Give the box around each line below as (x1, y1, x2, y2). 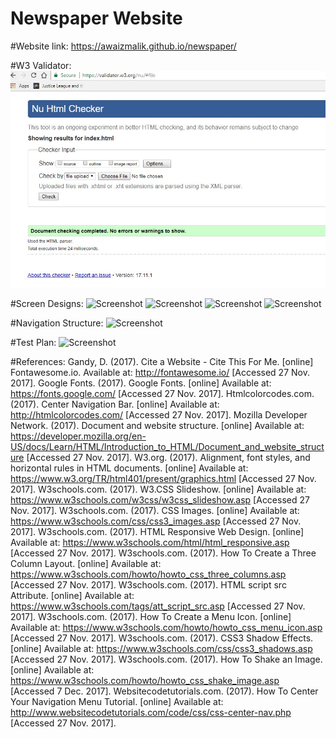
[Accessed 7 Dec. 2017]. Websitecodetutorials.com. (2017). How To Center (10, 685, 319, 697)
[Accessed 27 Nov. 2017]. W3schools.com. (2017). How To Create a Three (10, 547, 317, 559)
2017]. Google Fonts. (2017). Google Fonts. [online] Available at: (10, 377, 272, 389)
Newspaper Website (10, 7, 183, 30)
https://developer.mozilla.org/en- (10, 430, 147, 442)
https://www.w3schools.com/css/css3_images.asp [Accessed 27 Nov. (10, 515, 302, 527)
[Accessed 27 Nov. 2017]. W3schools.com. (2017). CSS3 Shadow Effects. (10, 632, 314, 644)
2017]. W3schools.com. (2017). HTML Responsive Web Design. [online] (10, 526, 304, 538)
